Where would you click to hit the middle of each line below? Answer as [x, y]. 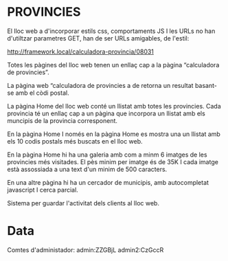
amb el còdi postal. [43, 93]
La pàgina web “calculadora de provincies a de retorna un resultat [100, 85]
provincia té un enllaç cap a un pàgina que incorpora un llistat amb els [106, 113]
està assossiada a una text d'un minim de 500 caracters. [87, 169]
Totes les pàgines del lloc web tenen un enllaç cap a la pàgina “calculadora [113, 65]
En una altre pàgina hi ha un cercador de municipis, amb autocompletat [108, 182]
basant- [206, 85]
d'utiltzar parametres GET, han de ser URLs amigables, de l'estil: [98, 38]
